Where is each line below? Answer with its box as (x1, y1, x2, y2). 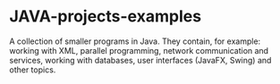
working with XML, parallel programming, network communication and (9, 45, 269, 55)
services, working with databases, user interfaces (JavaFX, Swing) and (9, 55, 272, 65)
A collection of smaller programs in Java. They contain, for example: (9, 36, 261, 46)
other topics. (9, 64, 56, 75)
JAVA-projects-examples (9, 6, 202, 27)
